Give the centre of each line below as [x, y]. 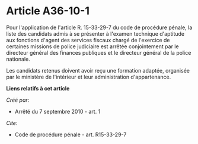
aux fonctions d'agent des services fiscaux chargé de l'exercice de [88, 40]
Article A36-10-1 [48, 11]
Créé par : [18, 100]
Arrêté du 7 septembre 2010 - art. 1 [58, 111]
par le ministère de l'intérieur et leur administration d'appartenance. [89, 77]
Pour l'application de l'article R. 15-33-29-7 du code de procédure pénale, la [99, 27]
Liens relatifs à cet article [38, 88]
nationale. [18, 59]
